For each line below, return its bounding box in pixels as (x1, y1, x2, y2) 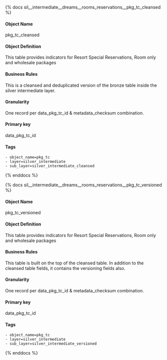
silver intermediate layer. (5, 87, 56, 94)
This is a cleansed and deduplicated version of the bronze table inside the (5, 82, 157, 88)
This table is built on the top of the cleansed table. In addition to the (5, 260, 144, 266)
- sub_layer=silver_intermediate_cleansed (5, 164, 95, 169)
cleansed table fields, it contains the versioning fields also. (5, 265, 126, 271)
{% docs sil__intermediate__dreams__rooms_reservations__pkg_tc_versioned (5, 182, 162, 188)
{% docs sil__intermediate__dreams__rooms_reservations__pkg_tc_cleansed (5, 4, 161, 10)
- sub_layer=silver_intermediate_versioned (5, 341, 97, 347)
